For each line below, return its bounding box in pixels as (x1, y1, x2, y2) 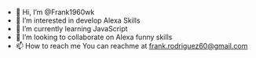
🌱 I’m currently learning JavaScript (15, 24, 128, 33)
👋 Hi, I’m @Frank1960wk (15, 8, 95, 16)
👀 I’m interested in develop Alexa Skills (15, 16, 141, 25)
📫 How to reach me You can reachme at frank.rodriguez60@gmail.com (15, 42, 248, 50)
